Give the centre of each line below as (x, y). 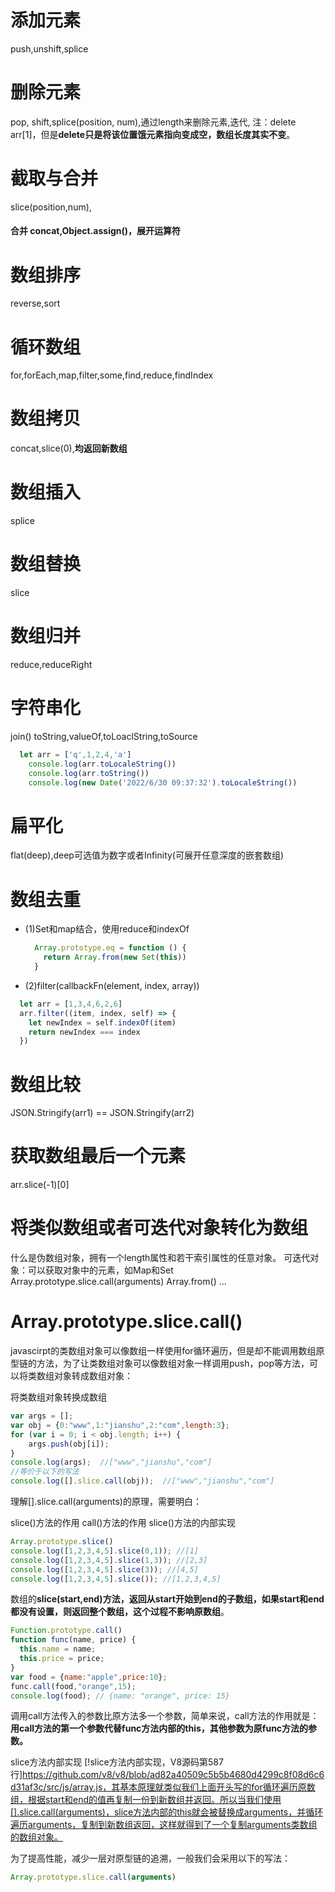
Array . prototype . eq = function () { (110, 948)
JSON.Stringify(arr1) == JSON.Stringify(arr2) (102, 1113)
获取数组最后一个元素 (98, 1156)
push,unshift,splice (49, 48)
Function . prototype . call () (66, 1631)
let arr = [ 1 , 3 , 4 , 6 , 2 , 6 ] (71, 1004)
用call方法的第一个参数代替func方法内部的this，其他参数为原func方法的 (159, 1728)
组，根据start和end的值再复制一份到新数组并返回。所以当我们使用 (146, 1800)
